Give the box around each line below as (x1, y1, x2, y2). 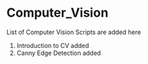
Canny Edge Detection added (16, 49, 101, 57)
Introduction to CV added (16, 41, 90, 49)
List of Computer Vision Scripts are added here (6, 28, 142, 36)
